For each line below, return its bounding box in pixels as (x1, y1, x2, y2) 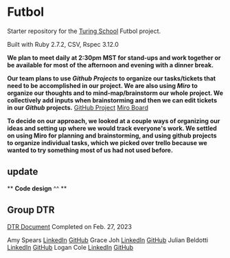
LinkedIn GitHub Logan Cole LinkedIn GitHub (7, 243, 134, 251)
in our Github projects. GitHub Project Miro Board (7, 103, 149, 111)
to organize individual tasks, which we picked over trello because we (7, 138, 207, 147)
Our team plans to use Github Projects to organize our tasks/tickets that (7, 74, 216, 83)
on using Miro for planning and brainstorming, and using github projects (7, 131, 218, 140)
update (7, 166, 38, 178)
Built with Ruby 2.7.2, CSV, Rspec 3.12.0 (7, 40, 119, 48)
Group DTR (7, 204, 55, 216)
